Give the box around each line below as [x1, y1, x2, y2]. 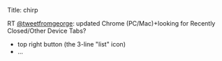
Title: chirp [7, 6, 38, 14]
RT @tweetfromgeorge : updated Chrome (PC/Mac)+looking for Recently [7, 19, 216, 27]
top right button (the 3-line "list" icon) [17, 40, 126, 48]
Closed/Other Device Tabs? [7, 27, 87, 35]
